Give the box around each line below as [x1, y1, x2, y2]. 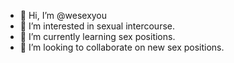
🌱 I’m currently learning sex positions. [19, 31, 176, 42]
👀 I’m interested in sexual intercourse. [19, 20, 175, 32]
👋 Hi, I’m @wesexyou [19, 10, 108, 21]
